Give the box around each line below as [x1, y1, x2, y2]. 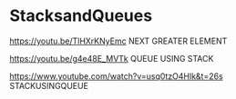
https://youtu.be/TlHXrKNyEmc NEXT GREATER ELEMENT [9, 35, 228, 46]
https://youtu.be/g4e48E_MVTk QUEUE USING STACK [9, 53, 214, 64]
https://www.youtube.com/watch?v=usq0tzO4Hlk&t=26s [9, 70, 223, 82]
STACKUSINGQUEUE [9, 80, 89, 91]
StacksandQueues [9, 5, 153, 26]
